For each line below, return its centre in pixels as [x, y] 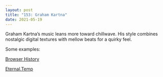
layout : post [19, 10]
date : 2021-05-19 [24, 19]
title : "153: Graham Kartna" [36, 15]
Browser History [22, 59]
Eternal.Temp [19, 69]
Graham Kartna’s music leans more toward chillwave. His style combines [82, 34]
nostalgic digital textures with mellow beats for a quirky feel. [69, 39]
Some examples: [23, 49]
